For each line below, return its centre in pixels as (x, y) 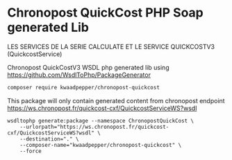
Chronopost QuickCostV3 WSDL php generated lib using (88, 67)
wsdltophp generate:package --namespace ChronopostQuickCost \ (101, 121)
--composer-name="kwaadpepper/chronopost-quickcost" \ (101, 145)
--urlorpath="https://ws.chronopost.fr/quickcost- (94, 127)
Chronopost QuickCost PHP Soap (105, 13)
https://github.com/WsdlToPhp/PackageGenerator (79, 75)
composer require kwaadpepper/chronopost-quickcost (83, 87)
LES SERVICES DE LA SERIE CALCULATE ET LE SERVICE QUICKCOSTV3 (111, 46)
